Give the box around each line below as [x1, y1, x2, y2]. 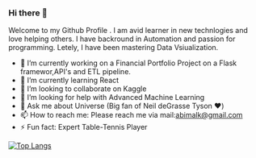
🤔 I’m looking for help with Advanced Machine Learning [19, 93, 205, 102]
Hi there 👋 [8, 7, 48, 19]
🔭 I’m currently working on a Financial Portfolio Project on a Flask [19, 58, 237, 68]
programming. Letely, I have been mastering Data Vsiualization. [8, 43, 219, 52]
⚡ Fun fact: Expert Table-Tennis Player [19, 123, 148, 132]
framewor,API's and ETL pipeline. [19, 67, 132, 77]
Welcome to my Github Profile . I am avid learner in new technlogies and [8, 26, 249, 35]
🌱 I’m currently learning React [19, 76, 120, 85]
